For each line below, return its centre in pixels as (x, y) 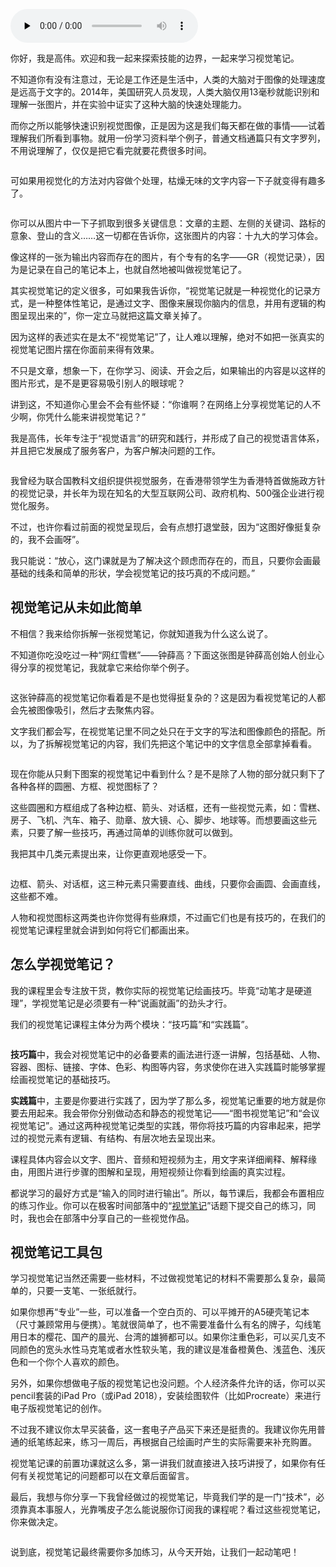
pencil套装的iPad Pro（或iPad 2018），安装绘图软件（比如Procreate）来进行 (166, 1396)
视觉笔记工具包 (56, 1252)
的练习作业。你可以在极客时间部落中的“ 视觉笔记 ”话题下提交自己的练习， (159, 1205)
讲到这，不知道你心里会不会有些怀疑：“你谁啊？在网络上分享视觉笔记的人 (161, 404)
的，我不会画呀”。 (47, 539)
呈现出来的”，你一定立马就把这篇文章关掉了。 (113, 315)
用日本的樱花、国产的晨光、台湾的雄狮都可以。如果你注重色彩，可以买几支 (163, 1337)
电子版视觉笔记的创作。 (58, 1408)
